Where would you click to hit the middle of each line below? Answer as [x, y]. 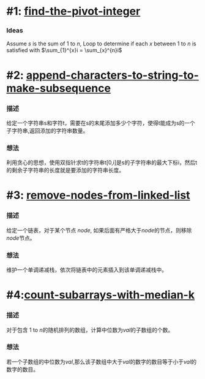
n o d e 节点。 [21, 238]
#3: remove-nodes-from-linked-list [99, 195]
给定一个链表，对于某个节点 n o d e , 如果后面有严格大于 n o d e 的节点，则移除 [99, 230]
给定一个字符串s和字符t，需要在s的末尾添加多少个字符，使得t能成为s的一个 [101, 123]
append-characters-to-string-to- [112, 75]
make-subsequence [59, 88]
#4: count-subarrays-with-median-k [100, 295]
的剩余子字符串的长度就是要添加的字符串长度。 [65, 170]
